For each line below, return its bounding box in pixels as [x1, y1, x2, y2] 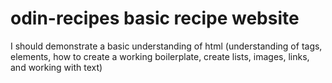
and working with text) [10, 61, 103, 73]
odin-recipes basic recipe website [10, 7, 300, 30]
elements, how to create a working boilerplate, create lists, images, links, [10, 50, 310, 62]
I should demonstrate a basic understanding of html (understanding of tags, [10, 40, 323, 52]
